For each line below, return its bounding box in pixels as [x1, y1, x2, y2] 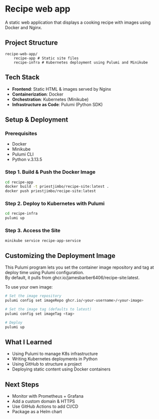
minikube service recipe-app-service [5, 238, 81, 243]
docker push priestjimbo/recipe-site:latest [5, 189, 96, 193]
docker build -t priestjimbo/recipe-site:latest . [5, 184, 109, 189]
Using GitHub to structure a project [12, 361, 82, 367]
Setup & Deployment [5, 115, 69, 124]
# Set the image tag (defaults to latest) [5, 306, 92, 311]
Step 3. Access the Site [5, 227, 61, 234]
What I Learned [5, 338, 52, 346]
